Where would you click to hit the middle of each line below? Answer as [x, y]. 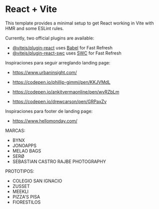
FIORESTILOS [26, 202]
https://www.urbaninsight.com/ [44, 72]
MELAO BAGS [27, 150]
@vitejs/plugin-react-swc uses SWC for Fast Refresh [67, 53]
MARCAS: [15, 130]
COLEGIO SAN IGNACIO [37, 180]
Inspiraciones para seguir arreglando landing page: [58, 62]
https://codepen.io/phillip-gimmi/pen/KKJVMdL [61, 82]
